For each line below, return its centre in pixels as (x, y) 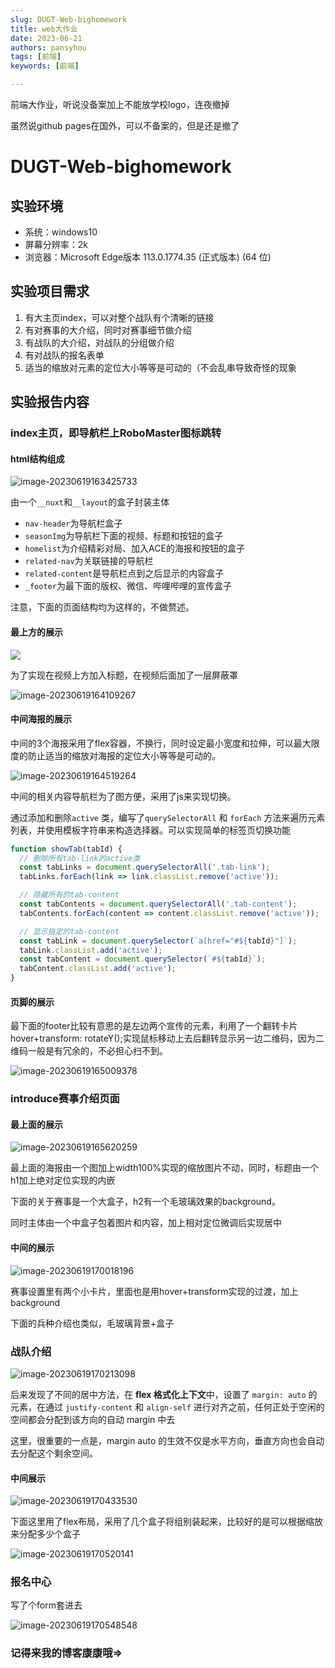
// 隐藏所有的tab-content (69, 895)
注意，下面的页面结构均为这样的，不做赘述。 (102, 607)
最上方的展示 (36, 632)
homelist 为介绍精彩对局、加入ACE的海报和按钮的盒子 (134, 548)
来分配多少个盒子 (45, 1534)
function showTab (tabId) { (66, 849)
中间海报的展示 (41, 719)
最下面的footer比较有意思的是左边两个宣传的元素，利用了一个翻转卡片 (154, 1026)
